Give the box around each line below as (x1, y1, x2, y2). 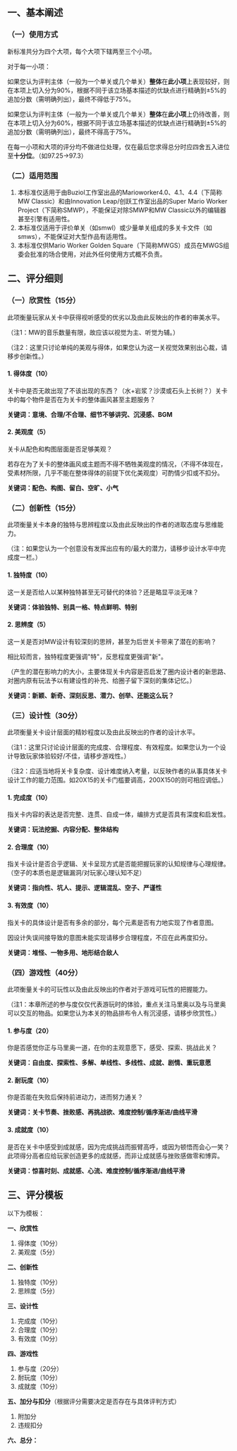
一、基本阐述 (7, 6, 63, 19)
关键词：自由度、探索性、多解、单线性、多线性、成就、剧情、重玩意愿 (7, 1059, 212, 1067)
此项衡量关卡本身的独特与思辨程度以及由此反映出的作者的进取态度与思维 (7, 520, 217, 529)
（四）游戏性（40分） (7, 968, 83, 977)
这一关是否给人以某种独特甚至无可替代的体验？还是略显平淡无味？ (7, 587, 199, 596)
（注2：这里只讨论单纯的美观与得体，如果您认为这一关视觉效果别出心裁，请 (7, 343, 228, 351)
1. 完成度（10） (7, 793, 51, 801)
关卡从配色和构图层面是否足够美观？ (7, 445, 113, 454)
